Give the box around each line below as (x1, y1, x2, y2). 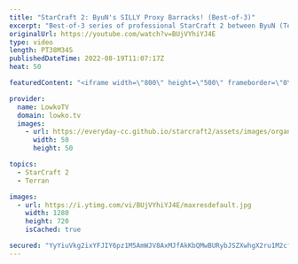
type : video (9, 37, 53, 47)
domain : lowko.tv (17, 111, 82, 120)
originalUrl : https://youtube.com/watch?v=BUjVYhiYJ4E (9, 29, 216, 38)
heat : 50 (9, 63, 42, 72)
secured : (9, 241, 42, 250)
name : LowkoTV (17, 103, 69, 112)
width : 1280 (25, 209, 69, 218)
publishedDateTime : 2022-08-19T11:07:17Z (9, 54, 165, 63)
